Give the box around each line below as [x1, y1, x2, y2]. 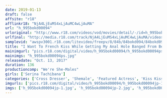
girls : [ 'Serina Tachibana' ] [5, 72, 66, 77]
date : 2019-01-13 [5, 7, 41, 12]
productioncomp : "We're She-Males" [5, 67, 79, 72]
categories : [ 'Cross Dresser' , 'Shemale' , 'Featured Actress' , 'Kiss [5, 76, 153, 81]
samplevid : [5, 40, 28, 45]
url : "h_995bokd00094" [5, 26, 52, 31]
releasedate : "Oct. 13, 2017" [5, 58, 68, 63]
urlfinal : [5, 35, 26, 40]
